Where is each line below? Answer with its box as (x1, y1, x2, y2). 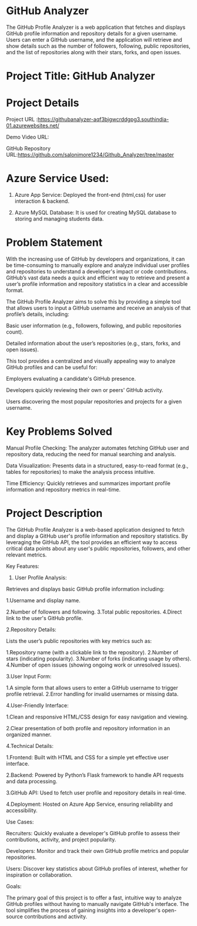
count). (6, 328, 24, 335)
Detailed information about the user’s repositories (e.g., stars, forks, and (6, 340, 181, 347)
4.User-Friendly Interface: (6, 701, 69, 708)
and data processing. (6, 777, 58, 785)
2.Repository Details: (6, 626, 57, 633)
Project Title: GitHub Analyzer (6, 70, 155, 83)
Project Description (6, 507, 103, 520)
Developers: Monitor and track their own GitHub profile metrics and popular (6, 847, 189, 854)
